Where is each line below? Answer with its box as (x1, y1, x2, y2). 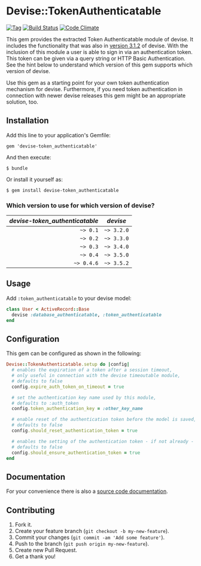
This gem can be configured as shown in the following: (6, 350, 142, 357)
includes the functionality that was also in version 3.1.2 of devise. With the (6, 42, 188, 49)
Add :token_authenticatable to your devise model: (6, 294, 132, 302)
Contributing (6, 505, 55, 515)
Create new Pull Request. (14, 547, 78, 554)
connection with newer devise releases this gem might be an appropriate (6, 92, 186, 99)
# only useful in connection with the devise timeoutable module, (11, 373, 181, 379)
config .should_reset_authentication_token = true (11, 427, 138, 434)
